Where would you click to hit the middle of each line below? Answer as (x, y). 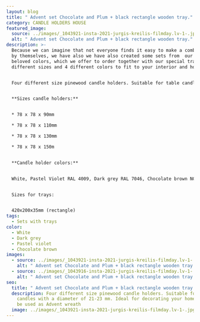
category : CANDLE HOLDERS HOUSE (46, 23)
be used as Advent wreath (49, 304)
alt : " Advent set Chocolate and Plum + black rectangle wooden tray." (102, 39)
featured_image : (26, 28)
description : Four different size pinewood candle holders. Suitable (99, 293)
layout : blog (22, 12)
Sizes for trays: (33, 195)
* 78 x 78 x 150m (33, 147)
